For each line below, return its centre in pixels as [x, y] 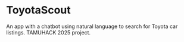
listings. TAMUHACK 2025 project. [49, 32]
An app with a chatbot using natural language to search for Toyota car [92, 26]
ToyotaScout [39, 10]
